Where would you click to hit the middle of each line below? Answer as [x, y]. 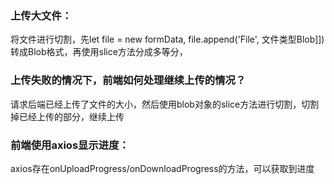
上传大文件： [41, 15]
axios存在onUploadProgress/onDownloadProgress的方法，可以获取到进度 [162, 168]
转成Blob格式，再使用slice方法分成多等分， [99, 52]
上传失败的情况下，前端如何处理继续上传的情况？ [128, 80]
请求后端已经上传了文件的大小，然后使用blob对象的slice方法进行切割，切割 [165, 104]
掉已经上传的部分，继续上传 [67, 116]
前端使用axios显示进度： [70, 145]
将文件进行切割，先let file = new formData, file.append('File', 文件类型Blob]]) [167, 39]
